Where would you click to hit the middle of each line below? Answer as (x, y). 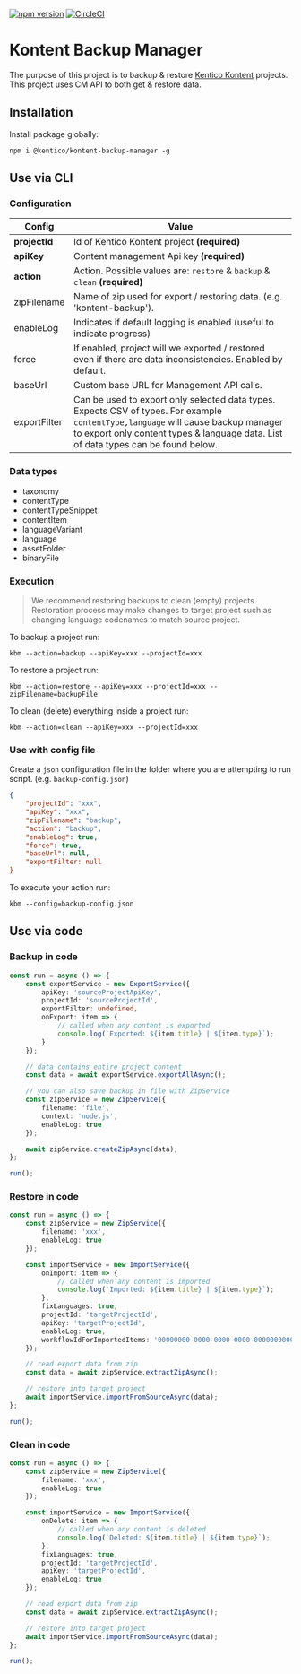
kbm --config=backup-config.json (72, 904)
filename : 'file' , (76, 1108)
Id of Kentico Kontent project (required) (156, 242)
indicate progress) (112, 334)
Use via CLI (41, 178)
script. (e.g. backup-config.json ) (69, 779)
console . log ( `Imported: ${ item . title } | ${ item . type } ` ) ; (166, 1290)
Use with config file (52, 750)
